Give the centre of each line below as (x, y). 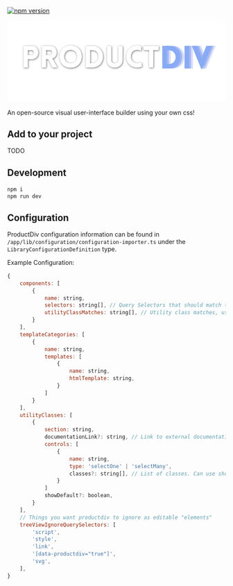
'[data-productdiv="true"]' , (74, 554)
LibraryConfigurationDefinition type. (62, 249)
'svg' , (42, 562)
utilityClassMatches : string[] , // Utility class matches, (131, 313)
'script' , (46, 532)
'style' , (45, 540)
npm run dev (24, 197)
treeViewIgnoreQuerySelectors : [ (68, 525)
